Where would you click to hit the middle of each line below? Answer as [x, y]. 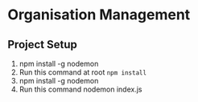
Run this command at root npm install [82, 72]
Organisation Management [99, 15]
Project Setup [43, 45]
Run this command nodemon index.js [80, 89]
